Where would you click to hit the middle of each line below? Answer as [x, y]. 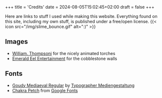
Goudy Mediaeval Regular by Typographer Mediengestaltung [73, 85]
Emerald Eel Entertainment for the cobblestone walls [65, 58]
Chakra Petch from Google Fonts [45, 90]
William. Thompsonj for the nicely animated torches [64, 53]
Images [17, 42]
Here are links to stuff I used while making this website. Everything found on [81, 16]
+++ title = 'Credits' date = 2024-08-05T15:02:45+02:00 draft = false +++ [80, 7]
